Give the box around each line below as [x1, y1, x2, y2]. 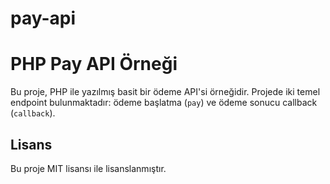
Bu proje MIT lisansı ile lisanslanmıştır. [10, 162, 167, 174]
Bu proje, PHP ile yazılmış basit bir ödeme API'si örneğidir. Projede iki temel [10, 86, 321, 98]
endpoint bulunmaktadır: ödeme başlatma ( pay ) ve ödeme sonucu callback [10, 97, 318, 109]
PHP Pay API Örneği [10, 53, 178, 76]
